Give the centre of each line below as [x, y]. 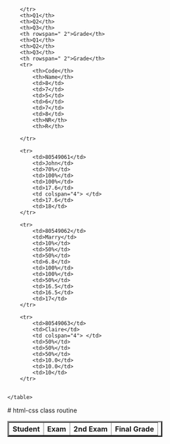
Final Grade [135, 429]
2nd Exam [91, 429]
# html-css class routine [42, 410]
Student [26, 429]
